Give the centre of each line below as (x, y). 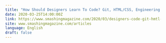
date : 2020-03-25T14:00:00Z (34, 14)
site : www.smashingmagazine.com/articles (48, 23)
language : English (24, 28)
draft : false (19, 33)
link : (11, 19)
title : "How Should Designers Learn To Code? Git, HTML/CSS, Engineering (83, 10)
